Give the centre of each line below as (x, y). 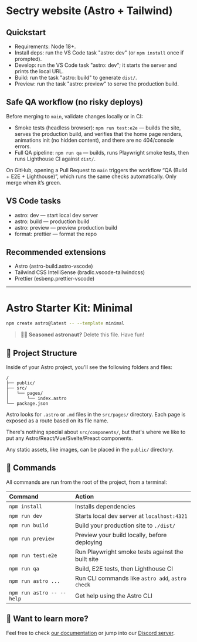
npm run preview (32, 538)
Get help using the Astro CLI (114, 596)
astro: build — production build (52, 221)
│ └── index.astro (36, 399)
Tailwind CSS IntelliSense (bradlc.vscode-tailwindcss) (80, 272)
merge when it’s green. (34, 182)
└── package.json (27, 404)
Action (85, 496)
